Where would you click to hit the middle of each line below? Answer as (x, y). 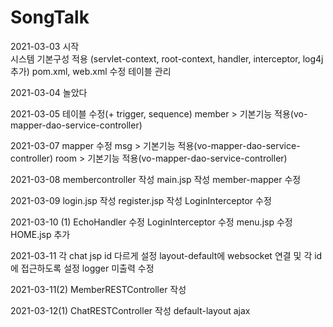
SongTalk (50, 17)
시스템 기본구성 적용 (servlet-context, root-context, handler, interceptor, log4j (167, 58)
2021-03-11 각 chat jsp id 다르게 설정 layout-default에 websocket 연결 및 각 (161, 255)
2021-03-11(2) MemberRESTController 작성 (98, 289)
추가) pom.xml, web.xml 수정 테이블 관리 (91, 71)
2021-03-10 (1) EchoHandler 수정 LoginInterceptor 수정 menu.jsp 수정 (151, 222)
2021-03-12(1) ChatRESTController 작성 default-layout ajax (130, 310)
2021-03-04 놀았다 (49, 92)
